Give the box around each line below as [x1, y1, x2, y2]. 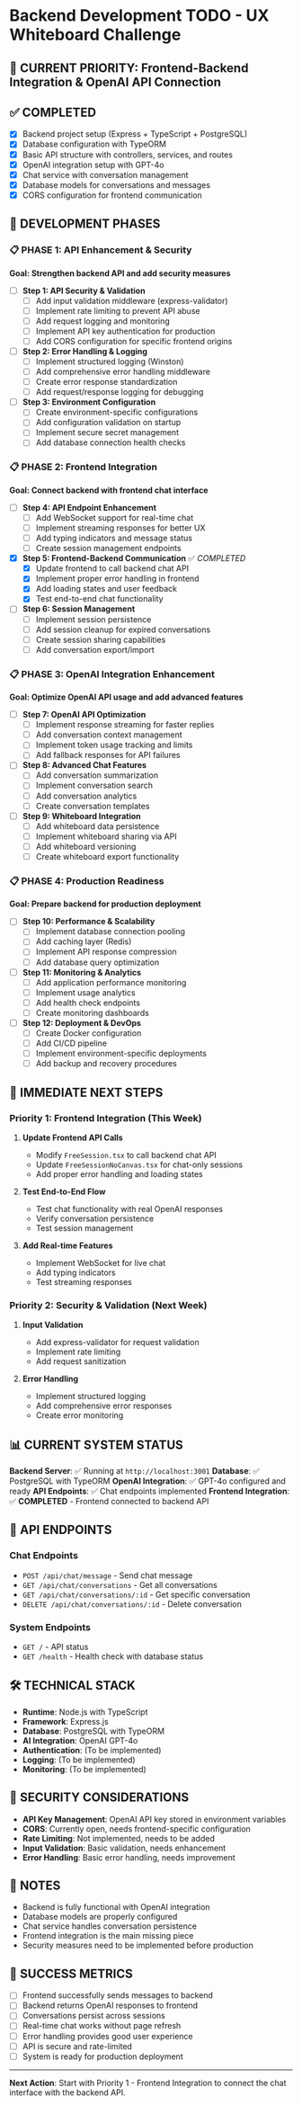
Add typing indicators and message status [35, 532, 193, 543]
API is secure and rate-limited [22, 2040, 133, 2051]
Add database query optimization [35, 957, 160, 968]
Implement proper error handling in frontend [35, 573, 200, 584]
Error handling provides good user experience [22, 2030, 193, 2041]
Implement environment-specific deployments [35, 1048, 207, 1059]
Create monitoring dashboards [35, 1007, 150, 1018]
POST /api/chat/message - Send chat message [22, 1570, 193, 1581]
